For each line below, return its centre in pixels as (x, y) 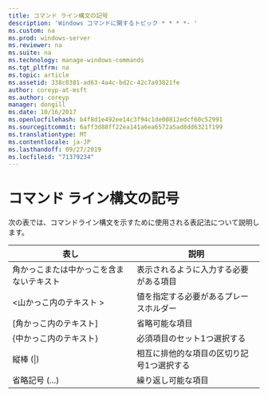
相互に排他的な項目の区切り (189, 354)
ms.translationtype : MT (48, 134)
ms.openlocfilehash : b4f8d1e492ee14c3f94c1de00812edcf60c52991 (116, 120)
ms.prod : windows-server (49, 38)
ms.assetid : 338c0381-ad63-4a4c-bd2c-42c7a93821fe (94, 82)
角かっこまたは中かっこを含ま (69, 270)
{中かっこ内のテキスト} (55, 339)
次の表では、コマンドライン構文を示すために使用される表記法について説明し (134, 222)
